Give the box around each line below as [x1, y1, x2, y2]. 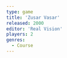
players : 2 [6, 31, 33, 37]
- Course [11, 43, 33, 49]
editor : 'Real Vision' [6, 25, 63, 32]
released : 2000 [6, 20, 44, 26]
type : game [6, 8, 33, 15]
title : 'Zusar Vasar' [6, 14, 60, 21]
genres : [6, 37, 26, 43]
